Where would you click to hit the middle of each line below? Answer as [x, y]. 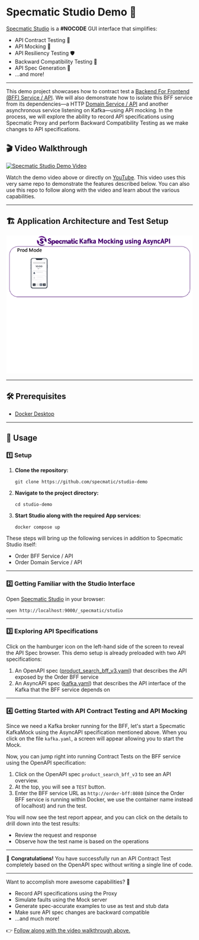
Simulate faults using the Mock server [61, 900]
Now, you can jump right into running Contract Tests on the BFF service [93, 757]
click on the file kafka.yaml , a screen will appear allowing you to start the [95, 739]
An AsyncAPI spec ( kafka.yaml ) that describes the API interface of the [100, 683]
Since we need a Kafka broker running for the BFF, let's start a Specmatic [96, 726]
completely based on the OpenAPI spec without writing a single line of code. [99, 865]
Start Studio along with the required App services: [78, 515]
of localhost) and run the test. [51, 806]
